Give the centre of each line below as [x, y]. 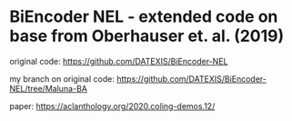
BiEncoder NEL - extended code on [144, 17]
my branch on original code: [62, 78]
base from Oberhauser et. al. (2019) [147, 36]
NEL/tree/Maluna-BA [49, 88]
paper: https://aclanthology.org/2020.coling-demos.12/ [112, 106]
